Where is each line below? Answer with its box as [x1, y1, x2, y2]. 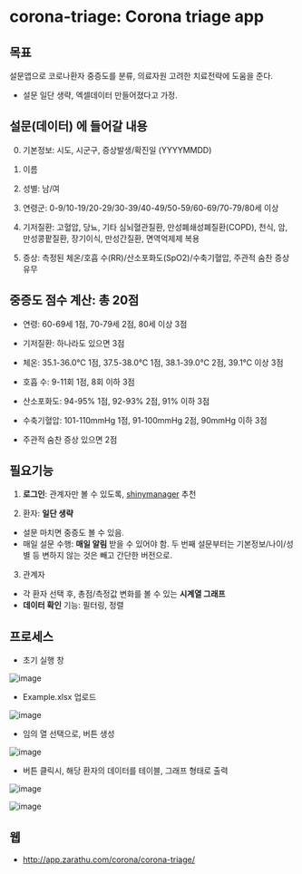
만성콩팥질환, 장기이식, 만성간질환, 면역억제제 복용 [22, 233, 200, 244]
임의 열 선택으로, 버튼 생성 [22, 728, 115, 740]
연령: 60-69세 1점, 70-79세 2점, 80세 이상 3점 [22, 318, 188, 329]
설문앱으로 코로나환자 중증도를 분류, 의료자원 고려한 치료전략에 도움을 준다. [9, 71, 274, 81]
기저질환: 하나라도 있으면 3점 [22, 337, 125, 348]
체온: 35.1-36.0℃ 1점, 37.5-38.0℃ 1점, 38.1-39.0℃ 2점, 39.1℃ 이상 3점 [22, 356, 284, 368]
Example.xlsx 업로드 [22, 692, 97, 703]
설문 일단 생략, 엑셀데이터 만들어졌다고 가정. [22, 90, 179, 101]
